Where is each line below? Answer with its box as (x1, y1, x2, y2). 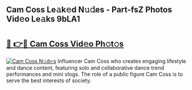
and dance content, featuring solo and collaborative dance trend (6, 64, 165, 71)
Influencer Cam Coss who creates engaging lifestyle (57, 58, 187, 64)
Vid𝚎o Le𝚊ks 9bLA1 (6, 14, 80, 24)
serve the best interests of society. (6, 77, 91, 84)
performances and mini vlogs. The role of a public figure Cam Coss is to (6, 71, 183, 77)
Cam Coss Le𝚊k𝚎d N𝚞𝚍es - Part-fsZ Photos (6, 5, 172, 15)
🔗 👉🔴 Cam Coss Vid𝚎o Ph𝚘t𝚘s (6, 39, 124, 49)
